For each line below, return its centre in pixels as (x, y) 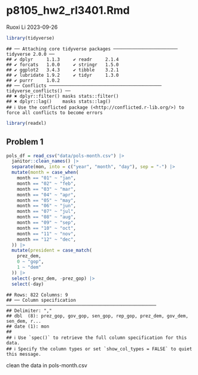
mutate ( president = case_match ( (52, 250)
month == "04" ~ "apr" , (47, 195)
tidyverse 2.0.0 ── (31, 54)
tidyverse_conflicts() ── (38, 91)
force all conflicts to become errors (54, 112)
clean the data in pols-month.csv (47, 365)
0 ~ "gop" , (31, 262)
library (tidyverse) (31, 38)
